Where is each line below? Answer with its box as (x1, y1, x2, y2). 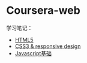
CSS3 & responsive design (14, 43, 81, 50)
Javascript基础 (14, 49, 52, 57)
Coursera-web (6, 4, 81, 17)
